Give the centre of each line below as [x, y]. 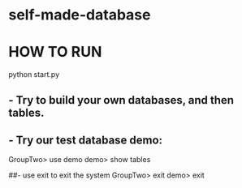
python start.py [34, 75]
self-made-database [80, 15]
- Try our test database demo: [86, 140]
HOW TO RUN [55, 52]
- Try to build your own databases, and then [121, 100]
